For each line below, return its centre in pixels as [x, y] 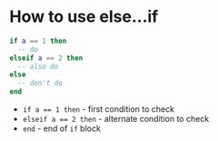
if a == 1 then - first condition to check [99, 109]
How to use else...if [84, 17]
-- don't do [40, 84]
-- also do [38, 66]
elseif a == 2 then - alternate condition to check [116, 119]
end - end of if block [62, 128]
